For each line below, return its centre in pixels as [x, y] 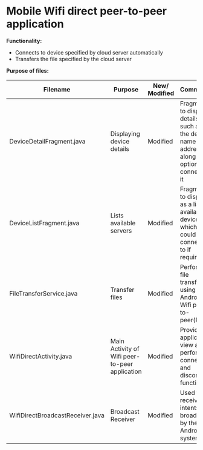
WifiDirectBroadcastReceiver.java [57, 415]
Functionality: [24, 41]
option [189, 164]
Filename [57, 89]
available [123, 223]
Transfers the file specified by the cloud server [73, 59]
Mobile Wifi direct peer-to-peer [87, 11]
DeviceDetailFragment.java [47, 141]
